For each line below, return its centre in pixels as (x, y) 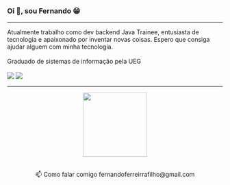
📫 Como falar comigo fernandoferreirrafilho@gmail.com (115, 175)
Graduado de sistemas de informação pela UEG (74, 62)
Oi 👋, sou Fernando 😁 (44, 11)
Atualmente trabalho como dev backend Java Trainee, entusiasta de (103, 32)
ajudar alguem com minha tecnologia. (60, 47)
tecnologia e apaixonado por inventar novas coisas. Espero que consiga (108, 40)
